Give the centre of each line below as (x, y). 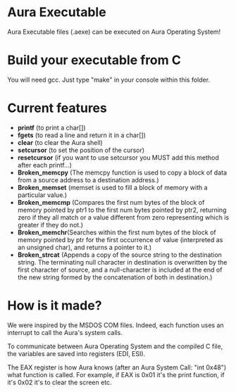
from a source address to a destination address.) (88, 179)
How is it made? (55, 305)
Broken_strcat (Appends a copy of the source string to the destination (119, 255)
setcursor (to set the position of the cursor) (81, 150)
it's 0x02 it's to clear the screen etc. (60, 382)
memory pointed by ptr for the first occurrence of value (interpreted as (120, 239)
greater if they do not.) (50, 225)
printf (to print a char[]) (51, 127)
